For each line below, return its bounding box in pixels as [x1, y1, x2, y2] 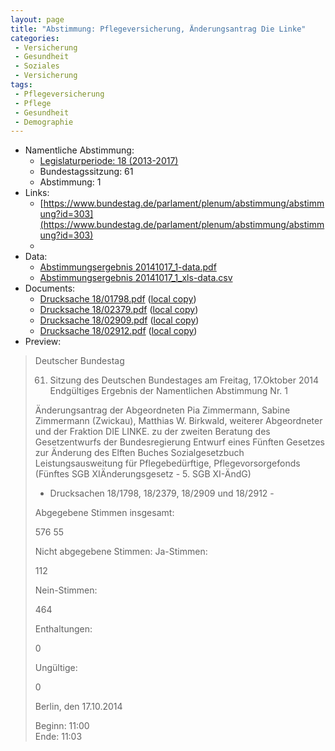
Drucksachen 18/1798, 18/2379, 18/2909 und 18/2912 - [49, 487, 275, 500]
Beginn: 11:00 [34, 720, 90, 732]
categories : [10, 33, 60, 43]
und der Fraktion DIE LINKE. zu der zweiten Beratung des [34, 426, 271, 438]
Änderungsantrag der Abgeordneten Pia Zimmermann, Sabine [34, 404, 291, 416]
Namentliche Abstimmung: [24, 144, 135, 156]
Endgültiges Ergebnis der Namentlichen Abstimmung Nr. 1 [49, 385, 288, 397]
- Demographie [14, 117, 74, 127]
